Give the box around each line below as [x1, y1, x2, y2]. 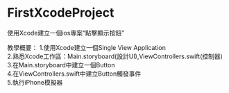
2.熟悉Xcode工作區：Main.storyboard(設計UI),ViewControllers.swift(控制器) [7, 52, 223, 60]
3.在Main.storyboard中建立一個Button [7, 60, 115, 69]
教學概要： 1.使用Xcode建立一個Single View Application [7, 43, 167, 51]
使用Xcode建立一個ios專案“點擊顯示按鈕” [7, 28, 125, 37]
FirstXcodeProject [7, 5, 114, 21]
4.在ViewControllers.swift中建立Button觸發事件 [7, 69, 142, 78]
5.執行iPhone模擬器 [7, 78, 63, 86]
